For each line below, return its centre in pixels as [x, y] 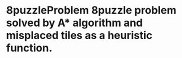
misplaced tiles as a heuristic [79, 36]
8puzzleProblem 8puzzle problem [91, 10]
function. [29, 48]
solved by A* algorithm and [75, 23]
